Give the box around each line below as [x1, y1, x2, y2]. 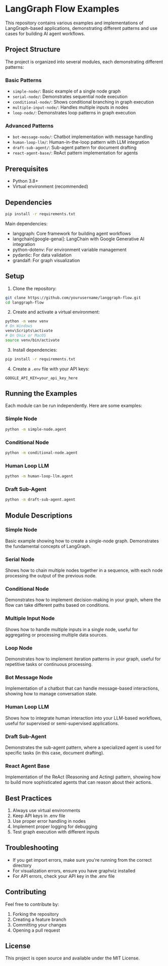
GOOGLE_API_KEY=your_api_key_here [5, 375, 78, 381]
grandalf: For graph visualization [12, 257, 80, 263]
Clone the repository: [12, 285, 57, 291]
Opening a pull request [12, 927, 61, 933]
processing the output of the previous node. [5, 573, 97, 579]
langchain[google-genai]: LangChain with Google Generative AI [12, 236, 145, 242]
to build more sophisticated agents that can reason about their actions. [5, 779, 152, 785]
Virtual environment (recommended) [12, 183, 88, 190]
